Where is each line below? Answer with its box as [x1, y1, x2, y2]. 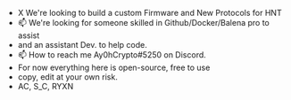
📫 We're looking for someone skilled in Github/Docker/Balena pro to [17, 18, 270, 27]
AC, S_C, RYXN [17, 81, 74, 91]
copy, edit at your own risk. [17, 72, 118, 82]
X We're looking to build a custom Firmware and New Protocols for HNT [17, 8, 283, 18]
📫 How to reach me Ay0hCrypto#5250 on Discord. [17, 50, 207, 60]
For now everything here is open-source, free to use [17, 62, 211, 73]
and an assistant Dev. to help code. [17, 40, 147, 50]
